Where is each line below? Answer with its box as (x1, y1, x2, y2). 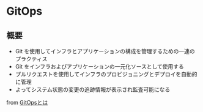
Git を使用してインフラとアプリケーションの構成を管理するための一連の (15, 48, 196, 54)
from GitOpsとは (6, 99, 48, 106)
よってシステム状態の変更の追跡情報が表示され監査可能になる (15, 86, 171, 93)
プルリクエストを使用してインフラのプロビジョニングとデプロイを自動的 (15, 70, 197, 78)
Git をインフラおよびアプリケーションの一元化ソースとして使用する (15, 63, 185, 70)
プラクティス (15, 55, 48, 62)
